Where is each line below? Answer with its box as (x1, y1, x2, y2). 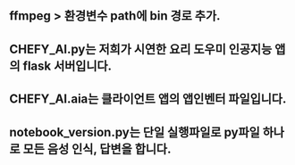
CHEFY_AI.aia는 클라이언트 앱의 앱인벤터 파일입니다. (9, 92, 287, 107)
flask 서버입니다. (22, 58, 113, 73)
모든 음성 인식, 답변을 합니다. (22, 141, 172, 156)
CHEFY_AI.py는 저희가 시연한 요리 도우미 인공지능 (9, 41, 273, 56)
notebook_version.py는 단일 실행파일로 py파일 (9, 124, 261, 140)
